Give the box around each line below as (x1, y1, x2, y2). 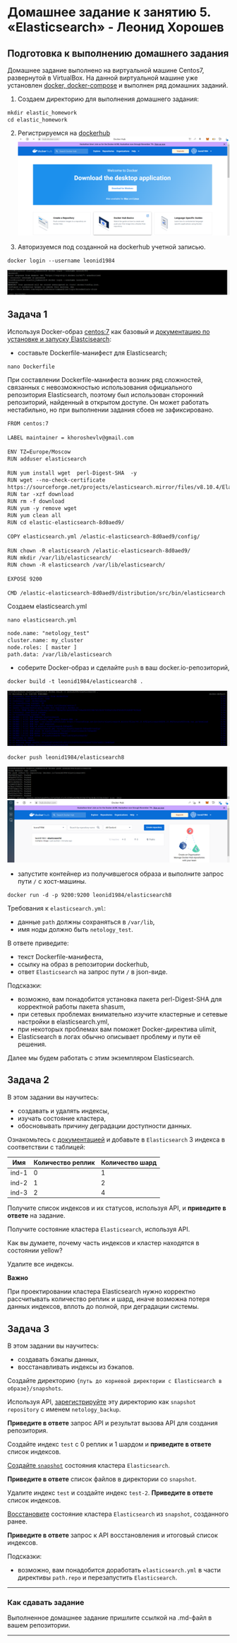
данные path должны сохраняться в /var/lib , (17, 918, 155, 926)
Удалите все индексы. (7, 1260, 74, 1269)
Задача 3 (7, 1322, 50, 1335)
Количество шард (101, 1158, 157, 1167)
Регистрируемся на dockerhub (17, 129, 111, 137)
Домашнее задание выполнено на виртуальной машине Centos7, (7, 66, 205, 74)
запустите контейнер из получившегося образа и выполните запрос (17, 870, 224, 878)
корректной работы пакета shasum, (17, 1002, 126, 1011)
